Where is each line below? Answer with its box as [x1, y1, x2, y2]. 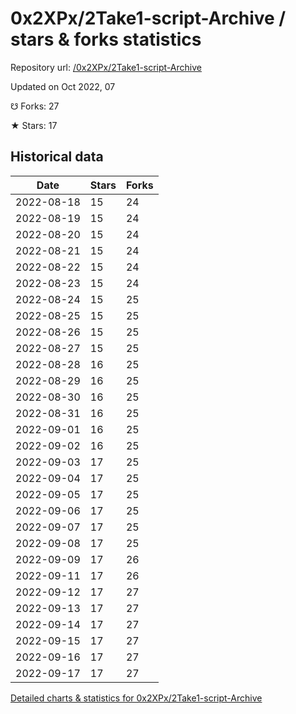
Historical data [10, 148, 104, 166]
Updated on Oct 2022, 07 [10, 80, 116, 92]
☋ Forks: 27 [10, 100, 60, 112]
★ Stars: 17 [10, 119, 58, 131]
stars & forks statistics [10, 28, 202, 51]
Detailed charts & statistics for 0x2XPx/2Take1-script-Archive [10, 692, 263, 704]
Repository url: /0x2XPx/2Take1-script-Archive [10, 61, 202, 73]
